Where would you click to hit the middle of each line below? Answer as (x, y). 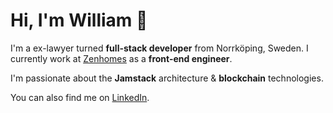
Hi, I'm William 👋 (79, 20)
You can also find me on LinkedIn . (80, 97)
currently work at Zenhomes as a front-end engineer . (121, 58)
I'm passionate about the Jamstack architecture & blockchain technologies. (167, 78)
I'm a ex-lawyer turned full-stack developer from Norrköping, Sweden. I (159, 48)
